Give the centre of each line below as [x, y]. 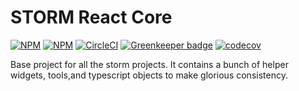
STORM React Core [91, 17]
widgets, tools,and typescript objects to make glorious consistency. [149, 75]
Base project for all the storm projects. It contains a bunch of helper [149, 64]
